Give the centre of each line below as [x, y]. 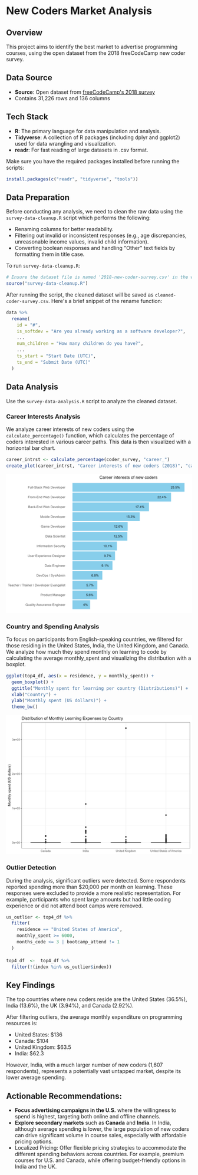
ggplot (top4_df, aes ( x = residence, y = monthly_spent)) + [80, 676]
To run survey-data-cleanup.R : [43, 266]
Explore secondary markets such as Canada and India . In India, [93, 1123]
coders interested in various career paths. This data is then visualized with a [99, 442]
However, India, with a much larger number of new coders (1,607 [85, 1065]
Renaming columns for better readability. [64, 229]
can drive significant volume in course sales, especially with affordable [100, 1135]
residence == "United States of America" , [70, 930]
